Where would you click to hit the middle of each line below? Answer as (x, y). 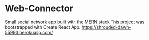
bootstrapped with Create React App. (43, 27)
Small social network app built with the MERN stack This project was (75, 22)
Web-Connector (39, 9)
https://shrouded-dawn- (106, 27)
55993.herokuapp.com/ (29, 32)
